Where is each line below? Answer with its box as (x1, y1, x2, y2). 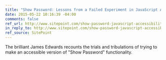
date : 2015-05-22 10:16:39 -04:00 (5, 12, 77, 17)
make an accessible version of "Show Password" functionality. (5, 49, 132, 55)
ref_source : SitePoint (5, 30, 52, 35)
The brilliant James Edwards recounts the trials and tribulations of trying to (5, 44, 157, 50)
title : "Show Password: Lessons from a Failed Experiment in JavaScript (5, 7, 158, 12)
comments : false (5, 16, 39, 21)
